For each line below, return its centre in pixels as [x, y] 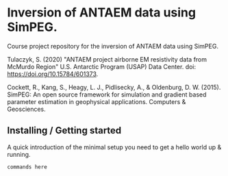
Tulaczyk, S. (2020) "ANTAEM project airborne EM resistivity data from [107, 59]
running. [19, 154]
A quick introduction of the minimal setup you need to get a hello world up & [114, 147]
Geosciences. [26, 109]
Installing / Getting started [64, 130]
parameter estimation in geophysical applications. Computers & [97, 101]
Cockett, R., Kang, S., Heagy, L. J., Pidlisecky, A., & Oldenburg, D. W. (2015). [114, 87]
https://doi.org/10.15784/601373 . [53, 74]
